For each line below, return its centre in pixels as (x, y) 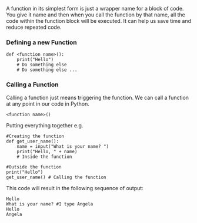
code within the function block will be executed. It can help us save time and (99, 21)
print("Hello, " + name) (47, 151)
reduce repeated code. (34, 27)
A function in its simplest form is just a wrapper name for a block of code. (95, 9)
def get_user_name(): (33, 141)
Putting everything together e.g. (45, 125)
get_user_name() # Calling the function (56, 177)
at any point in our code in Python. (48, 104)
